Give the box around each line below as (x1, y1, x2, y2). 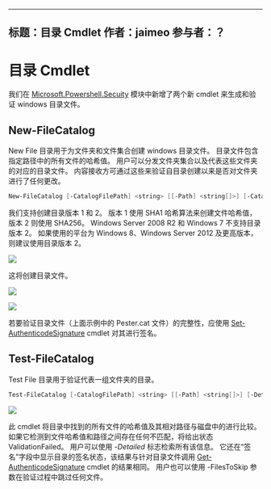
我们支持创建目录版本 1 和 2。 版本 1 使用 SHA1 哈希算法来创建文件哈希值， (8, 208, 256, 218)
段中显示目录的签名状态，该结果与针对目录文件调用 (25, 452, 196, 462)
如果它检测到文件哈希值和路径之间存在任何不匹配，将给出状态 (8, 432, 214, 441)
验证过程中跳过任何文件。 (22, 472, 107, 482)
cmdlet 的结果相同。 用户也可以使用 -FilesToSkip (86, 462, 248, 471)
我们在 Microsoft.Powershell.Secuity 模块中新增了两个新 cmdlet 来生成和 (8, 90, 250, 99)
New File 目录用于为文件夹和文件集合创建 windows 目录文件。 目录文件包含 (8, 146, 259, 156)
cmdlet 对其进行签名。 (86, 328, 161, 338)
